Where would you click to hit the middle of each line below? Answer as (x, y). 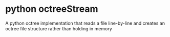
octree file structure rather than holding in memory (59, 28)
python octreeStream (52, 9)
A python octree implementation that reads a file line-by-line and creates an (85, 23)
